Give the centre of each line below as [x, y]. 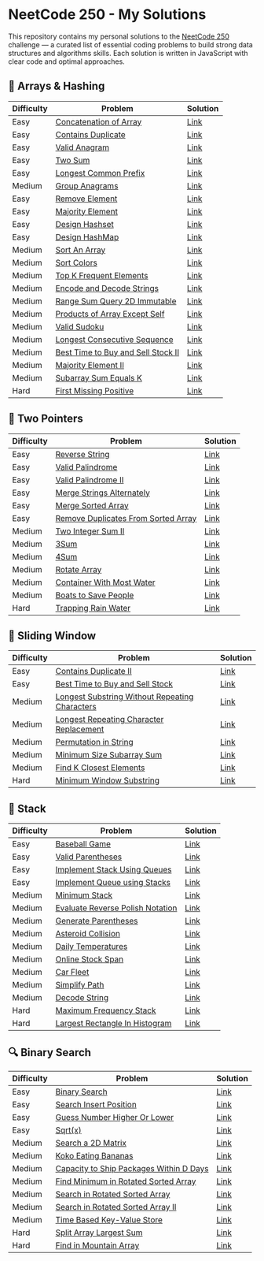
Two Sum [73, 160]
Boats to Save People [95, 595]
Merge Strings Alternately [103, 493]
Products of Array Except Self [110, 314]
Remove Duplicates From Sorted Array [126, 518]
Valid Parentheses [89, 857]
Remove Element [86, 199]
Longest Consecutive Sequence [115, 339]
